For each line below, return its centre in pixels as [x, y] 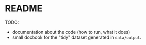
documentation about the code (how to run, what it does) [71, 32]
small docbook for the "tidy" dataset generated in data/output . [76, 37]
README [24, 9]
